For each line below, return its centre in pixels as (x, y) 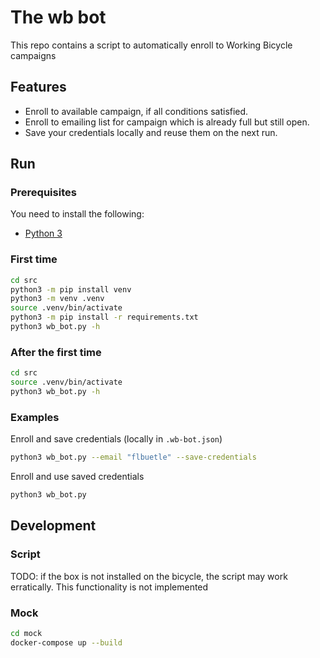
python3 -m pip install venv (71, 289)
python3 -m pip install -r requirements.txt (104, 317)
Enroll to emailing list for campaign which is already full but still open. (167, 122)
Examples (35, 417)
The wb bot (58, 17)
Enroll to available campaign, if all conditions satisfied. (136, 111)
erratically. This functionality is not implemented (109, 587)
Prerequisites (43, 193)
